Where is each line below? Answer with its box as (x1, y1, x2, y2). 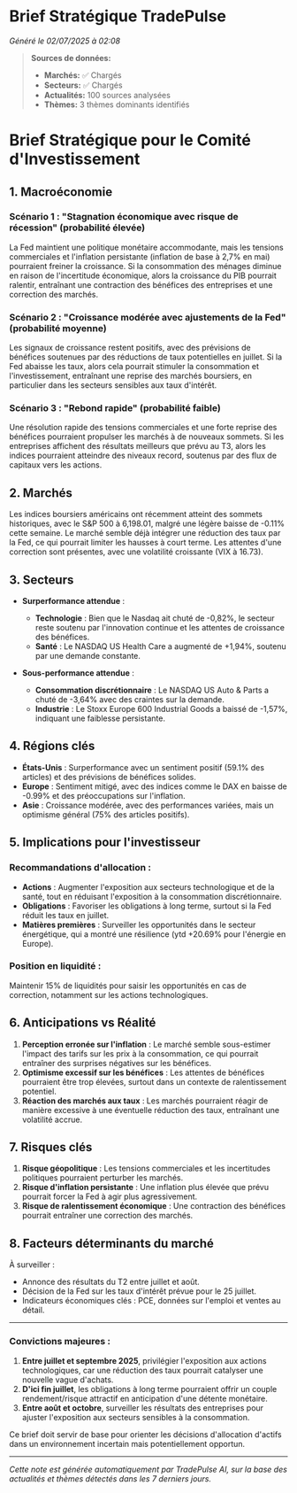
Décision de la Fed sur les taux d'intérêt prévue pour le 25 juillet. (21, 1286, 257, 1296)
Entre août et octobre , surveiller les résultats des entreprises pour (21, 1402, 263, 1413)
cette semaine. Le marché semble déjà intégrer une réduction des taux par (9, 528, 281, 538)
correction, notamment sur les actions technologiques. (9, 989, 209, 1000)
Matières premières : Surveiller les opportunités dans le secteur (21, 919, 256, 930)
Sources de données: (30, 52, 111, 63)
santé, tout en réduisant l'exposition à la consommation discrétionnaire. (21, 891, 282, 901)
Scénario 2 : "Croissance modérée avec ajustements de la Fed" (9, 311, 286, 323)
